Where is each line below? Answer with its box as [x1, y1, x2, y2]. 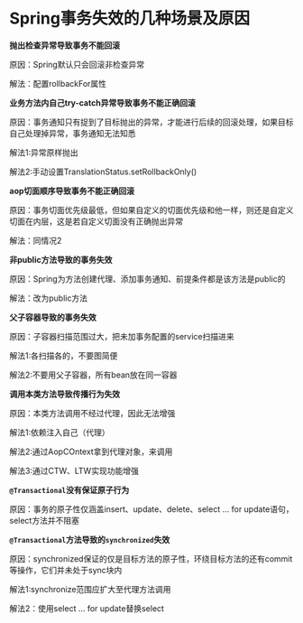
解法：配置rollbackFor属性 [9, 78, 106, 88]
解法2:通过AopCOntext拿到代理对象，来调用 [9, 446, 173, 457]
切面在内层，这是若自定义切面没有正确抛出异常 [9, 216, 183, 227]
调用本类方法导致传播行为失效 [9, 388, 120, 399]
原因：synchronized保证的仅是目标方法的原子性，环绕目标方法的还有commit [9, 553, 293, 564]
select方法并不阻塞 [9, 515, 79, 525]
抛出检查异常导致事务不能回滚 [9, 40, 120, 51]
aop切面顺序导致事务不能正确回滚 [9, 185, 135, 196]
